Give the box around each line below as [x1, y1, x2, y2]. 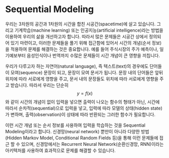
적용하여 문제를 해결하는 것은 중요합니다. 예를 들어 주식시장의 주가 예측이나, [10, 46, 159, 52]
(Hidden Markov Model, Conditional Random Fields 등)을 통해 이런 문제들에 [5, 135, 158, 141]
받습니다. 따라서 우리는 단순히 [10, 82, 69, 88]
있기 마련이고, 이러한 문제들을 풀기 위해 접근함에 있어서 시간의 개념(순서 [10, 39, 151, 46]
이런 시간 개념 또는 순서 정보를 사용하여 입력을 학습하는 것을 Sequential [5, 122, 145, 128]
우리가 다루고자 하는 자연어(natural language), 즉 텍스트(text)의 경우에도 [5, 63, 149, 69]
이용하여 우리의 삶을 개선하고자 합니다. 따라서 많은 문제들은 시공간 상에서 [5, 33, 148, 39]
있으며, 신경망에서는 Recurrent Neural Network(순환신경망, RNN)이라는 [21, 141, 164, 147]
